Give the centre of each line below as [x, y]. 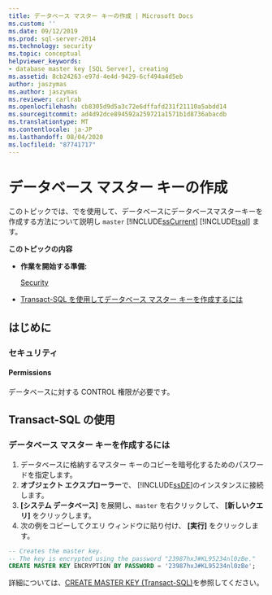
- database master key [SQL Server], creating [89, 69]
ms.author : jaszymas [43, 92]
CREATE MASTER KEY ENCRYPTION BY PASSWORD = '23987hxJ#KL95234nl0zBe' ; [132, 567]
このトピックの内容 [41, 249]
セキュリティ [33, 352]
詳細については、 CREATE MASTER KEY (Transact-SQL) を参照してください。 [136, 583]
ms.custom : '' [32, 24]
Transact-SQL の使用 [62, 420]
